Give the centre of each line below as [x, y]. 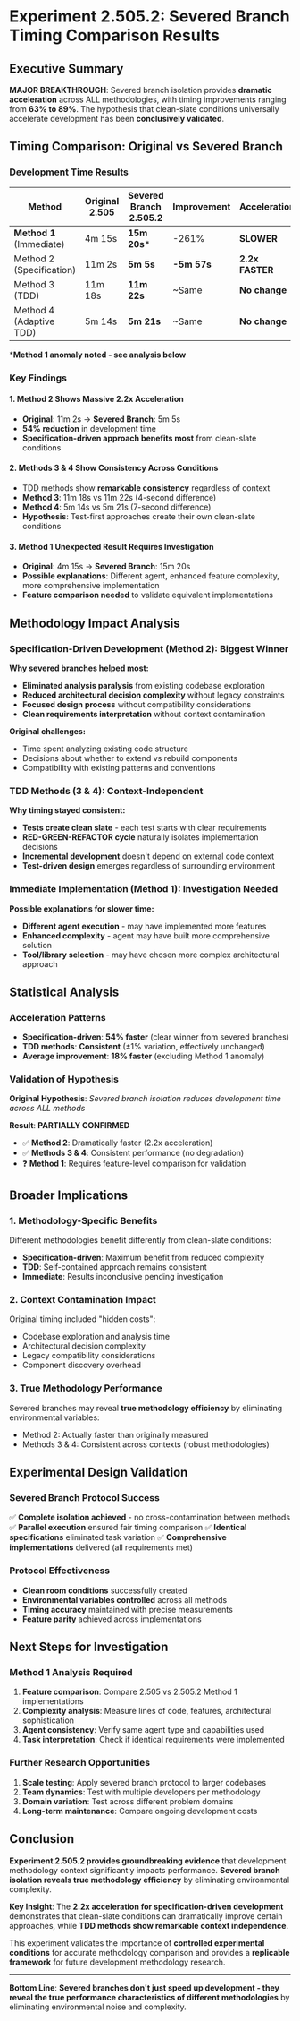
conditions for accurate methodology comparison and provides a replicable [150, 1952]
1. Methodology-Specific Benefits [83, 1220]
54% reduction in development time [89, 428]
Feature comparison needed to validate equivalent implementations [148, 595]
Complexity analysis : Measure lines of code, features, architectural [147, 1711]
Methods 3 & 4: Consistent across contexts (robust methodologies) [146, 1444]
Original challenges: [48, 731]
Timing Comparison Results [115, 35]
